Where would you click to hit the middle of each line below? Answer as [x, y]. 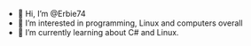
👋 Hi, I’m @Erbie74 [51, 14]
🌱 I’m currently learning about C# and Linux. [98, 32]
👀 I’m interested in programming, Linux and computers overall [130, 23]
